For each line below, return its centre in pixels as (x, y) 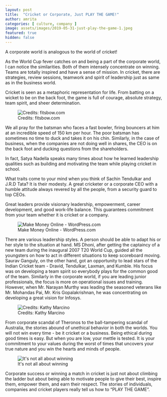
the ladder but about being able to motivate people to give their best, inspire (83, 379)
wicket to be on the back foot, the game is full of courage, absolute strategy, (83, 97)
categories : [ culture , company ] (41, 24)
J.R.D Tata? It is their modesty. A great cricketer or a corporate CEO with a (82, 184)
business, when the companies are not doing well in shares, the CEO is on (81, 143)
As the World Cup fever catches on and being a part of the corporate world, (83, 61)
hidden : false (20, 38)
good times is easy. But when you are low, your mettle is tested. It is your (80, 338)
